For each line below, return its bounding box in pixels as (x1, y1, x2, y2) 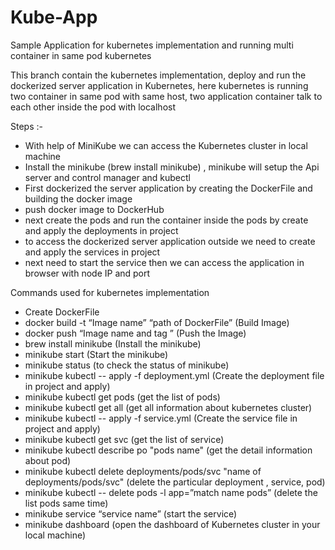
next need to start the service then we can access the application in (24, 256, 305, 268)
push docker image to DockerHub (24, 203, 165, 215)
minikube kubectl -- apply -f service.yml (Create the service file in (24, 412, 298, 424)
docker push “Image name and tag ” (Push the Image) (24, 327, 247, 339)
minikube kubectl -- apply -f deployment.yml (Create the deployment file (24, 369, 325, 381)
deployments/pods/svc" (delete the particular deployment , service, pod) (24, 476, 326, 488)
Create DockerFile (24, 306, 100, 318)
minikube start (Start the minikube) (24, 348, 169, 360)
